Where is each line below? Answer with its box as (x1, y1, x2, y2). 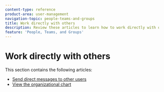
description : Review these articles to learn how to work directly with (5, 25, 156, 30)
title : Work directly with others (5, 20, 76, 26)
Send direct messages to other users (12, 76, 87, 82)
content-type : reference (5, 7, 56, 12)
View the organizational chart (12, 81, 72, 87)
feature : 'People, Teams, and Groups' (5, 30, 84, 35)
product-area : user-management (5, 12, 69, 17)
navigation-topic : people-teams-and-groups (5, 16, 95, 21)
